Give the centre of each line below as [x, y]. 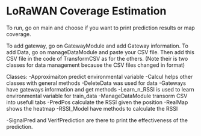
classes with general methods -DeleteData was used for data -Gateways [96, 83]
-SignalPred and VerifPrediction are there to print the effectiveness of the [97, 120]
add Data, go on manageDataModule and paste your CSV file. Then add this [100, 52]
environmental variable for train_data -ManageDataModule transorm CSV [97, 96]
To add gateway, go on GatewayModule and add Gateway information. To [97, 46]
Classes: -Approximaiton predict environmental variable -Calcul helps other [100, 76]
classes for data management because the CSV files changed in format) [96, 65]
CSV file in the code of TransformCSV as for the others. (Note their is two [97, 58]
